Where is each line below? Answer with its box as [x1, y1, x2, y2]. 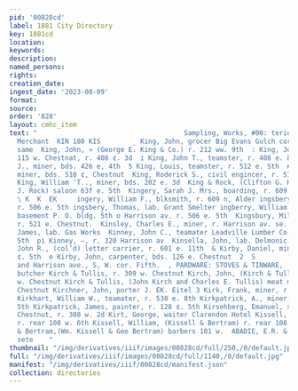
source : [9, 104, 38, 113]
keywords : [9, 46, 46, 55]
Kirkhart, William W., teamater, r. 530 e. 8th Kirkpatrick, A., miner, [17, 294, 292, 303]
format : [9, 95, 38, 105]
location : [9, 37, 46, 47]
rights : [9, 71, 38, 80]
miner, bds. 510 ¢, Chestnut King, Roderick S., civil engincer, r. [17, 170, 279, 179]
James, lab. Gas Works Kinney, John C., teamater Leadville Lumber [17, 227, 276, 236]
